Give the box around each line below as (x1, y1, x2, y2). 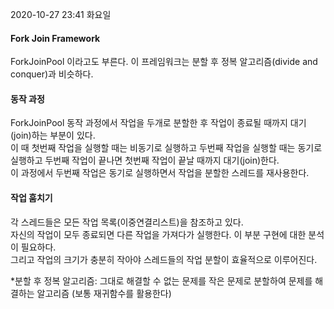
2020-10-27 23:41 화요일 (10, 9, 112, 20)
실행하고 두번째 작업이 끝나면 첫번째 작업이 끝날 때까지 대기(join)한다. (10, 154, 280, 167)
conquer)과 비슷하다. (10, 68, 94, 80)
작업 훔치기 (10, 192, 53, 203)
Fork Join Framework (10, 32, 101, 44)
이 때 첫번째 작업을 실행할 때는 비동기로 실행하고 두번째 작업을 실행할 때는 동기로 (10, 142, 323, 154)
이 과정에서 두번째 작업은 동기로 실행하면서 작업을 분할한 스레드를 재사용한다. (10, 167, 310, 179)
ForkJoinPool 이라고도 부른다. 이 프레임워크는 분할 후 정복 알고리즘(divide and (10, 56, 318, 68)
